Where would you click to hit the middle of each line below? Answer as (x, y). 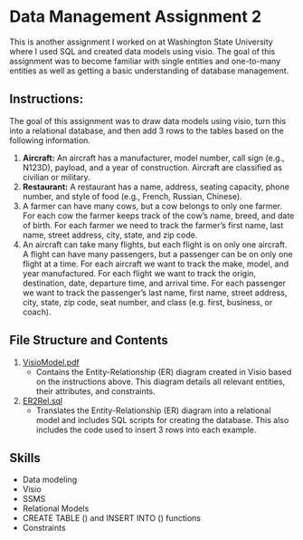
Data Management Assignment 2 (136, 17)
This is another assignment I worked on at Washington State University (141, 42)
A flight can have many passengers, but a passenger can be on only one (157, 254)
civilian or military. (56, 177)
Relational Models (56, 508)
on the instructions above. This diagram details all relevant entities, (161, 381)
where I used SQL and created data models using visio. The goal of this (142, 51)
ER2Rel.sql (43, 400)
